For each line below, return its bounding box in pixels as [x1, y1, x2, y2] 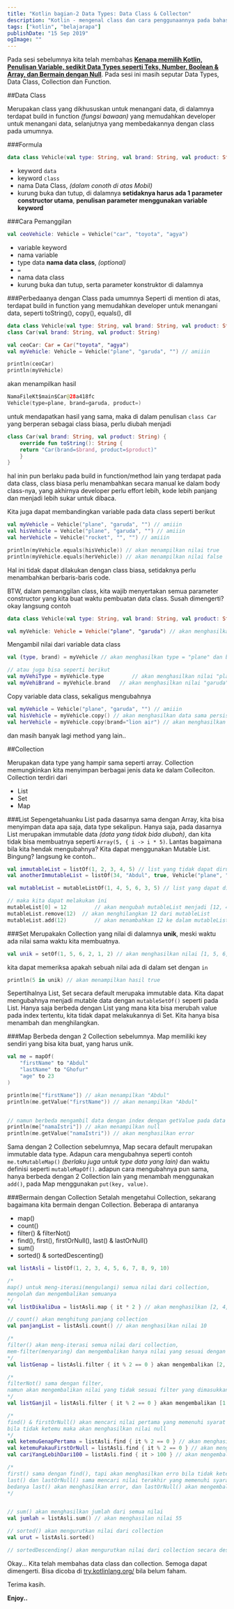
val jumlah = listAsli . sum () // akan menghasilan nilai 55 [7, 1515, 182, 1522]
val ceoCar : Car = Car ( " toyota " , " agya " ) [7, 341, 130, 348]
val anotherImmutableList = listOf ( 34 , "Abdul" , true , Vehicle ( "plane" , [7, 872, 223, 879]
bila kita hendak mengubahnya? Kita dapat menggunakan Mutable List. [7, 844, 211, 853]
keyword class [17, 174, 60, 182]
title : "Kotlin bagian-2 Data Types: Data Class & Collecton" [7, 10, 192, 17]
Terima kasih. [7, 1580, 46, 1589]
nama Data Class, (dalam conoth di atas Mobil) [17, 182, 153, 189]
